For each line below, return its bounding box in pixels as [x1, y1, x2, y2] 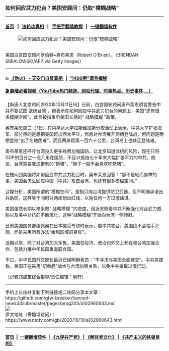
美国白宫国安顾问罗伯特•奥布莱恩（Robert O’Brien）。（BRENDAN [5, 52, 139, 58]
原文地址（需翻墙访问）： [5, 312, 56, 318]
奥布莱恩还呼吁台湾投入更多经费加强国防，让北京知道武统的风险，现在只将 [5, 148, 159, 155]
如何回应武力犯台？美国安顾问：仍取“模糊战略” [5, 4, 119, 11]
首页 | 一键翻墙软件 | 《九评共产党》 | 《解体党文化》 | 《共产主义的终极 [5, 334, 156, 340]
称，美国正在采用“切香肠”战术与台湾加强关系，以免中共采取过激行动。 [5, 263, 150, 269]
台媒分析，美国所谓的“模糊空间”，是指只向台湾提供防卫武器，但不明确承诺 [5, 188, 159, 195]
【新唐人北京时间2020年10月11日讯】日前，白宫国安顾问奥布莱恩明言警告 [5, 102, 157, 108]
